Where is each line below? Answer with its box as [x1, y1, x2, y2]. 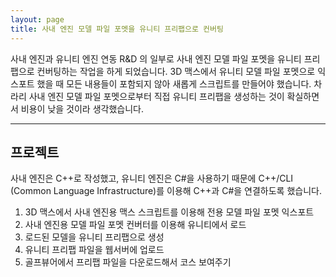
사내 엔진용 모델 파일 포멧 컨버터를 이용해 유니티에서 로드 [24, 219, 247, 231]
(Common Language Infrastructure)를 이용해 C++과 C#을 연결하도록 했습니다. [10, 185, 322, 197]
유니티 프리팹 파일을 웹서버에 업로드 [24, 244, 165, 256]
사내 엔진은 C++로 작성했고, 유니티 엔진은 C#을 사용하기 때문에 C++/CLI [10, 172, 294, 185]
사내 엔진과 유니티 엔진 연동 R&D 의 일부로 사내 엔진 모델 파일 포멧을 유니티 [10, 52, 302, 65]
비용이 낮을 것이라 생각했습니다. [20, 102, 144, 115]
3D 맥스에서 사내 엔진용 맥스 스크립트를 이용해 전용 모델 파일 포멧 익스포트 [24, 206, 315, 218]
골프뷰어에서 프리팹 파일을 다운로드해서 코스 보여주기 [24, 256, 232, 268]
